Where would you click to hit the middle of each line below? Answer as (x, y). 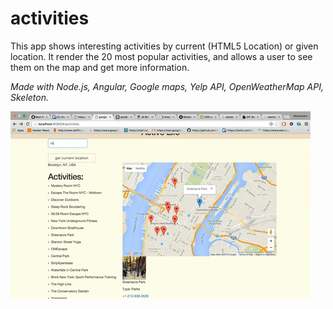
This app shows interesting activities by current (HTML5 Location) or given (164, 46)
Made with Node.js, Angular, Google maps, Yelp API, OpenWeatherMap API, (167, 86)
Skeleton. (30, 97)
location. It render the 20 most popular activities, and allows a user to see (161, 56)
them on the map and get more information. (100, 67)
